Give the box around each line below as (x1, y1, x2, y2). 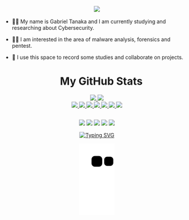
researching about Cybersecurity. (11, 24, 94, 31)
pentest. (11, 42, 33, 49)
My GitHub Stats (59, 75, 143, 88)
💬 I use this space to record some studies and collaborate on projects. (11, 54, 184, 61)
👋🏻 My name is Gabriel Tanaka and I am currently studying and (11, 18, 166, 25)
